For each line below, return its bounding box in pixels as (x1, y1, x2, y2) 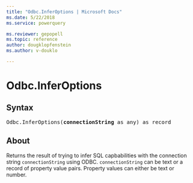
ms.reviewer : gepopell (6, 31, 63, 37)
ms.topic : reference (6, 37, 58, 43)
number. (6, 171, 27, 178)
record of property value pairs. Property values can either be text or (6, 164, 174, 172)
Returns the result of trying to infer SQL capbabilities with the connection (6, 152, 188, 159)
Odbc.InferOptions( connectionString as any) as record (6, 119, 171, 125)
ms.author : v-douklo (6, 48, 58, 54)
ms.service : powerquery (6, 20, 66, 26)
